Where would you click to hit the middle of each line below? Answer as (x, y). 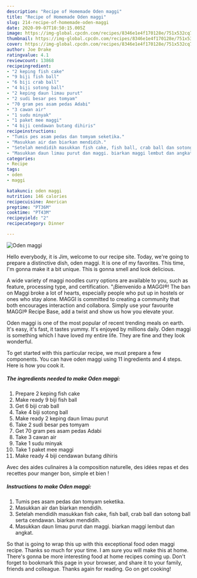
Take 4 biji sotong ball (42, 412)
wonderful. (20, 341)
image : (15, 33)
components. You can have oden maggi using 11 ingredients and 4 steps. (94, 359)
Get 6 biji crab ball (37, 406)
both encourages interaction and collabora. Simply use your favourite (90, 305)
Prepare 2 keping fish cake (48, 394)
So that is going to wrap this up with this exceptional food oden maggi (91, 544)
